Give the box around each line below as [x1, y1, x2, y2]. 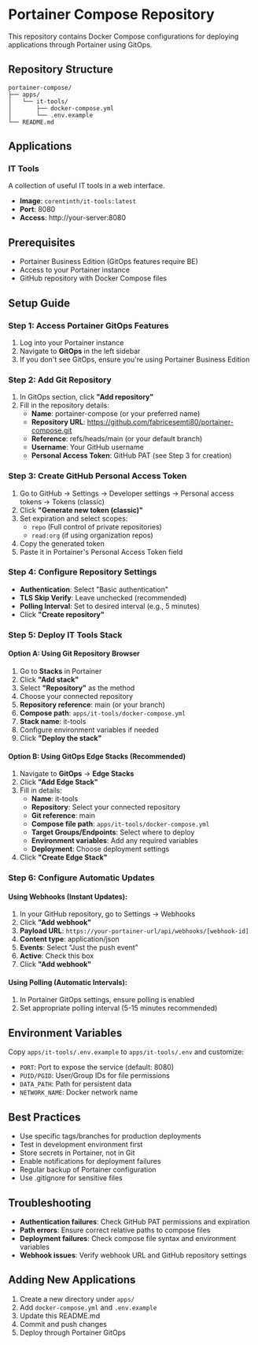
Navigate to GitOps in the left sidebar [19, 346, 141, 355]
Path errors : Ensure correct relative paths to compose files [19, 1225, 211, 1235]
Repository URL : [31, 418, 86, 427]
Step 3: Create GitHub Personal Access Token [8, 470, 187, 481]
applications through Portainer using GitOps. [8, 39, 153, 49]
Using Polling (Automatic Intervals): [8, 977, 127, 986]
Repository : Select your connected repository [31, 802, 181, 812]
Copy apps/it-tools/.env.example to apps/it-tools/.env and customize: [8, 1047, 244, 1057]
